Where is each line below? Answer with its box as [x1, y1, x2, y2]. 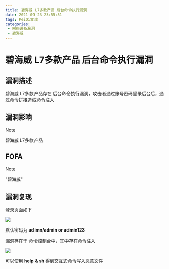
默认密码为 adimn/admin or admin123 [5, 227, 85, 233]
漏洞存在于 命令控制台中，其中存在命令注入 [5, 238, 95, 244]
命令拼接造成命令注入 [9, 97, 54, 103]
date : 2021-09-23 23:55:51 [5, 12, 62, 17]
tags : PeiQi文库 [5, 17, 38, 22]
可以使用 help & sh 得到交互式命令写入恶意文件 [5, 258, 104, 264]
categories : [5, 21, 30, 27]
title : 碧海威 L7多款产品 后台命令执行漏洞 [5, 7, 87, 13]
